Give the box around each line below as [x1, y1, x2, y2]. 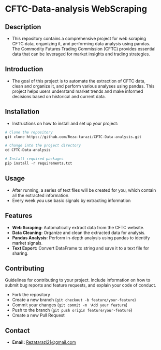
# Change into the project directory [5, 143, 81, 148]
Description [5, 23, 41, 31]
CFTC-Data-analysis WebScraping [5, 3, 147, 15]
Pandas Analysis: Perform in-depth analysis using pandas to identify [12, 234, 150, 241]
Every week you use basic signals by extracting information [12, 198, 131, 203]
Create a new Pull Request [12, 312, 65, 318]
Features [5, 212, 32, 220]
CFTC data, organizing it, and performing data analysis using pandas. [12, 41, 151, 47]
